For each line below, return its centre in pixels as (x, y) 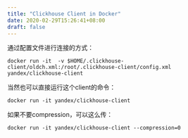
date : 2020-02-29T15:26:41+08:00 (56, 20)
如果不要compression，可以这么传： (60, 115)
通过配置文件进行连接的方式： (50, 48)
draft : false (26, 27)
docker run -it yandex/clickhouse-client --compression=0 (94, 128)
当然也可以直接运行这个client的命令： (62, 87)
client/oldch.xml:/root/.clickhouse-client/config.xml (89, 68)
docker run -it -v (36, 61)
